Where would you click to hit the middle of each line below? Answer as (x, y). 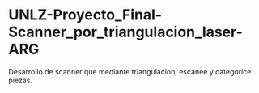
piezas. (20, 80)
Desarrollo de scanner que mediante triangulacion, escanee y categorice (130, 71)
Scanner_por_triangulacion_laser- (125, 32)
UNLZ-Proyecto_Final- (85, 15)
